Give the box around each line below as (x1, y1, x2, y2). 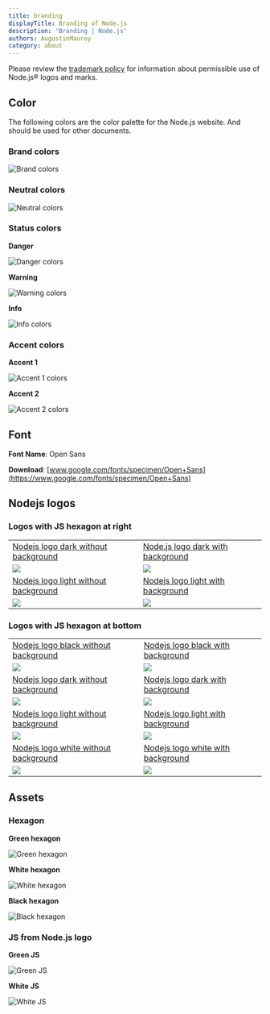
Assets (8, 791, 44, 804)
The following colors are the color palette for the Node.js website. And (8, 117, 241, 127)
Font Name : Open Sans (8, 449, 86, 459)
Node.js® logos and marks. (8, 73, 98, 82)
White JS (8, 981, 40, 991)
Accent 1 (8, 358, 39, 368)
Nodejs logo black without (12, 640, 111, 651)
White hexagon (8, 864, 60, 875)
